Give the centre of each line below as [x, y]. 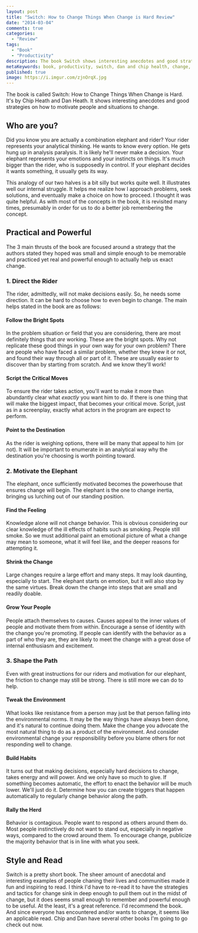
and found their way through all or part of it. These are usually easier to [93, 358]
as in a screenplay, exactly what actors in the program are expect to [88, 410]
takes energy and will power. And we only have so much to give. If [86, 777]
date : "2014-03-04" [30, 22]
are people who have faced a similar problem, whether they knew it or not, [96, 352]
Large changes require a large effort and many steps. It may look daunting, [97, 575]
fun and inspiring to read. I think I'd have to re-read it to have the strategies [97, 887]
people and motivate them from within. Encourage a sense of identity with [96, 627]
